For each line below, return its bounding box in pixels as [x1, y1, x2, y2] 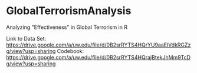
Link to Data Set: [6, 35, 47, 42]
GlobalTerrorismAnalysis [6, 4, 132, 18]
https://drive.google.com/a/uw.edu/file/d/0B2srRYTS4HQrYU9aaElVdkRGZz [6, 41, 191, 48]
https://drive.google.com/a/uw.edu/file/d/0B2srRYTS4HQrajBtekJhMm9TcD [6, 54, 191, 61]
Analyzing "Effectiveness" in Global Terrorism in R [6, 24, 128, 31]
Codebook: [57, 47, 84, 54]
